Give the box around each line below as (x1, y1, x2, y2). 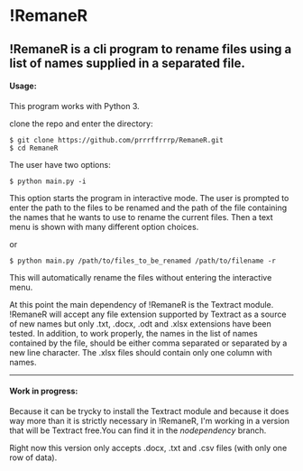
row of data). (9, 452, 58, 463)
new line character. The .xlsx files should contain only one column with (9, 346, 272, 357)
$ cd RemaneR (9, 143, 59, 152)
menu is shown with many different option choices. (9, 221, 199, 232)
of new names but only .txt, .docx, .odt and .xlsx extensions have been (9, 318, 272, 329)
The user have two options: (9, 159, 111, 170)
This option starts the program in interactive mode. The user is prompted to (9, 192, 289, 203)
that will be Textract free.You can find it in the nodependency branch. (9, 425, 267, 436)
